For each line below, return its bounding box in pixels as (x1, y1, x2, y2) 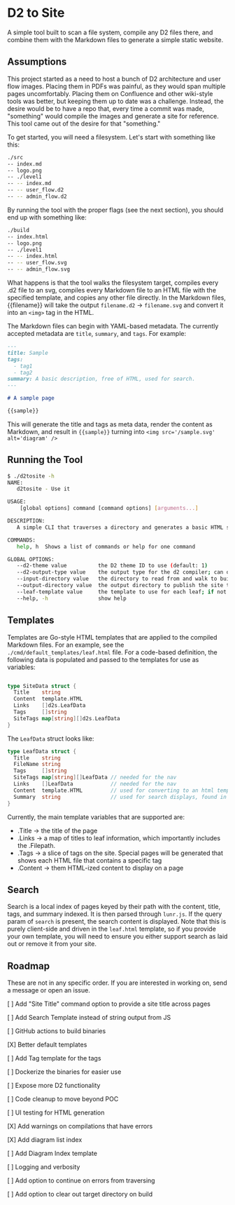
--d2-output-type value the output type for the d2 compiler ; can (16, 569, 224, 576)
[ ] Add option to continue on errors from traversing (7, 1176, 155, 1185)
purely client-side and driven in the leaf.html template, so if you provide (7, 924, 217, 934)
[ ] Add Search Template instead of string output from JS (7, 1014, 171, 1022)
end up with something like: (7, 213, 87, 222)
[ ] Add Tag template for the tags (7, 1054, 101, 1063)
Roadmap (7, 960, 50, 972)
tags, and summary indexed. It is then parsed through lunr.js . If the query (7, 910, 222, 918)
